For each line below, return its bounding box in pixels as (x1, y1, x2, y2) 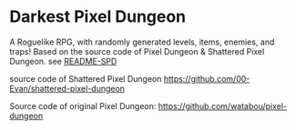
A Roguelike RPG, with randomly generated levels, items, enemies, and (9, 36, 275, 47)
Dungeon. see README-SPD (9, 55, 117, 66)
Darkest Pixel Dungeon (9, 6, 187, 27)
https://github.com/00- (163, 73, 250, 84)
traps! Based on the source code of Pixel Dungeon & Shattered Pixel (9, 45, 265, 56)
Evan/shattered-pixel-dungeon (9, 83, 126, 94)
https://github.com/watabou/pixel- (158, 100, 288, 111)
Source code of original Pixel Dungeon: (9, 100, 157, 111)
